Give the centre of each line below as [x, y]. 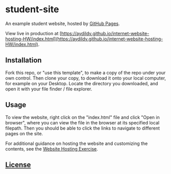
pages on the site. [24, 133]
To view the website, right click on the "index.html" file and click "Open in [82, 117]
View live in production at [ [33, 33]
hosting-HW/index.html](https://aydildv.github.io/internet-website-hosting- [84, 39]
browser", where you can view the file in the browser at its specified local [82, 122]
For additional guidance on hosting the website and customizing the [77, 143]
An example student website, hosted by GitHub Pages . [63, 23]
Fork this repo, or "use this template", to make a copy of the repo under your [86, 72]
